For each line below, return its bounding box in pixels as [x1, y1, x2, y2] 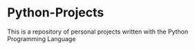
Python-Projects [7, 5, 104, 21]
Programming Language [7, 34, 76, 42]
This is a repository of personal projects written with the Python [7, 27, 189, 36]
